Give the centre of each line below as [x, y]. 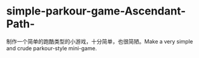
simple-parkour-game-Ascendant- [96, 11]
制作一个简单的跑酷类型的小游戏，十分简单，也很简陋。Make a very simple [99, 41]
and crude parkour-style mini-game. [52, 48]
